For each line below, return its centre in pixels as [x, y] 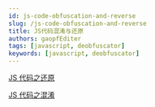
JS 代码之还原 [32, 77]
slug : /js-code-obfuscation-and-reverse [78, 24]
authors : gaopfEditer [45, 39]
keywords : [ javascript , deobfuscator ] [74, 53]
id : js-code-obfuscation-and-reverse [72, 16]
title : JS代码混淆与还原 [46, 31]
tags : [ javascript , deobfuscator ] [67, 46]
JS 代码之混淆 [32, 95]
